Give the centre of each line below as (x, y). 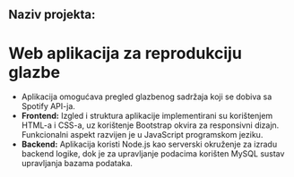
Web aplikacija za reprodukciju (125, 53)
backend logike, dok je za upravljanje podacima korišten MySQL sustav (153, 154)
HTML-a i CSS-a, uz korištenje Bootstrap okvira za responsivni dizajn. (150, 125)
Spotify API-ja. (48, 106)
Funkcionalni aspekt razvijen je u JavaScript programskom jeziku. (142, 135)
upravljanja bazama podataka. (77, 164)
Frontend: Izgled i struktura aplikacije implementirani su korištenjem (147, 116)
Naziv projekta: (52, 15)
